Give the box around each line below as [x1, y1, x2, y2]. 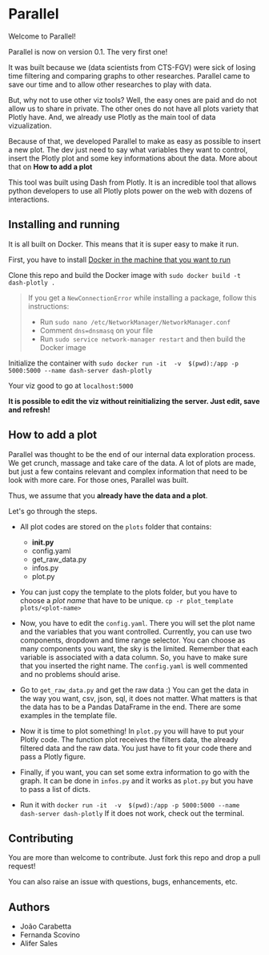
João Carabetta [19, 921, 72, 932]
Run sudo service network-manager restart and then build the [39, 334, 246, 344]
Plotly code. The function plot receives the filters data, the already [19, 734, 239, 744]
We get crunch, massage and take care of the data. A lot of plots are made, [8, 458, 256, 467]
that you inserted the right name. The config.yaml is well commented [19, 660, 248, 671]
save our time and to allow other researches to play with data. [8, 80, 212, 89]
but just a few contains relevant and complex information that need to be [8, 467, 248, 476]
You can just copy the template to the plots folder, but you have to [19, 587, 238, 597]
